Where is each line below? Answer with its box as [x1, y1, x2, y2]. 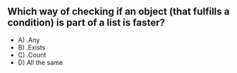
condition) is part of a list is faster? [7, 17, 166, 29]
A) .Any [17, 35, 41, 44]
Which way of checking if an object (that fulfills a [7, 6, 230, 18]
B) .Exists [17, 43, 46, 52]
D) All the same [17, 58, 63, 67]
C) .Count [17, 50, 46, 59]
